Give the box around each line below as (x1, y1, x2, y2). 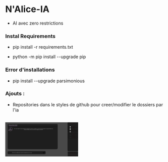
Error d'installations (5, 66, 55, 73)
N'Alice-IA (5, 4, 49, 15)
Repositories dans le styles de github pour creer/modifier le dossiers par (12, 101, 163, 107)
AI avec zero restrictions (12, 20, 64, 26)
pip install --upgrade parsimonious (12, 78, 85, 84)
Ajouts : (5, 90, 25, 97)
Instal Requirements (5, 33, 55, 40)
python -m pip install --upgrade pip (12, 54, 86, 60)
